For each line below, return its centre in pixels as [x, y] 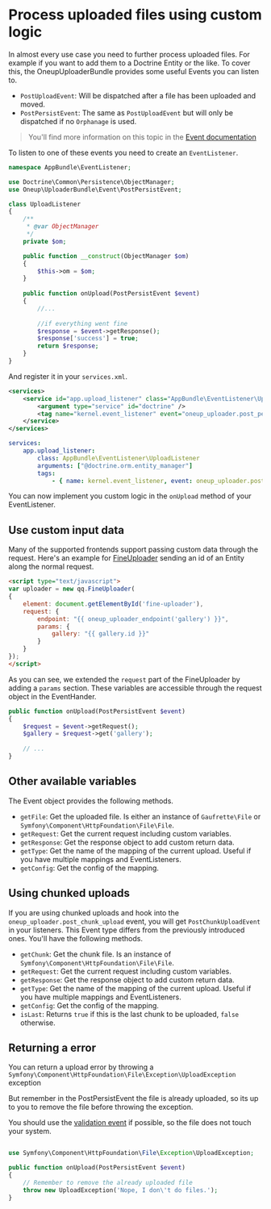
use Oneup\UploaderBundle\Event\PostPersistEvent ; [95, 190]
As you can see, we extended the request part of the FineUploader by [124, 679]
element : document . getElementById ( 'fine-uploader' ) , [113, 604]
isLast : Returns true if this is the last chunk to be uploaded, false [129, 1014]
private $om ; [45, 241]
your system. [30, 1132]
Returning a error [52, 1047]
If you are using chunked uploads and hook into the [94, 912]
